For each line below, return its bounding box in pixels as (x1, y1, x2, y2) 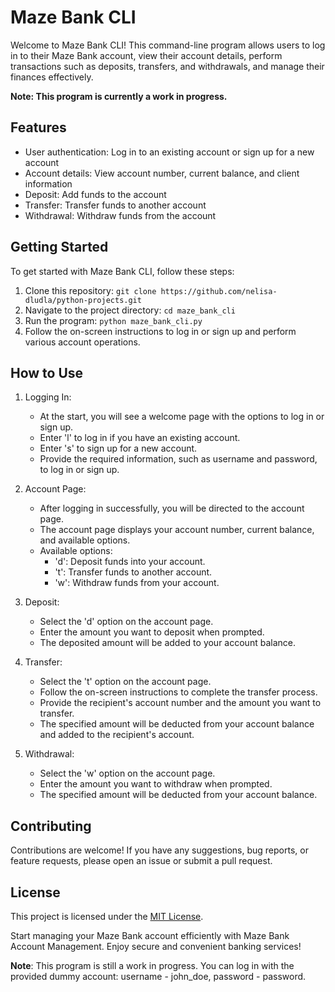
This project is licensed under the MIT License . (10, 911, 204, 922)
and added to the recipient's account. (39, 729, 195, 741)
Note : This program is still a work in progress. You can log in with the (10, 960, 295, 971)
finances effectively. (10, 71, 94, 83)
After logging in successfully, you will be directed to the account (39, 502, 305, 515)
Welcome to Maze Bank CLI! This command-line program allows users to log (10, 39, 326, 51)
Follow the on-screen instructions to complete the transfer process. (39, 686, 318, 698)
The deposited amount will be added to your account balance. (39, 637, 296, 649)
